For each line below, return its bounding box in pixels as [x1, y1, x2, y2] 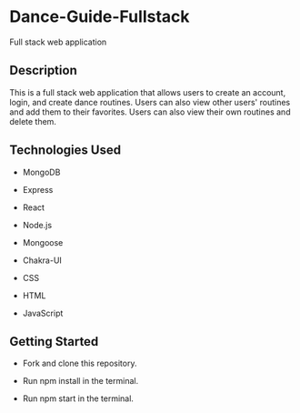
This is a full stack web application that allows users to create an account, [9, 86, 286, 97]
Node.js [22, 219, 53, 230]
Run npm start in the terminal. [22, 393, 135, 404]
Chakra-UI [22, 255, 62, 266]
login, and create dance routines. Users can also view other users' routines [9, 96, 291, 107]
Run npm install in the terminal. [22, 376, 139, 387]
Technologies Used [9, 143, 121, 158]
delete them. [9, 116, 57, 126]
